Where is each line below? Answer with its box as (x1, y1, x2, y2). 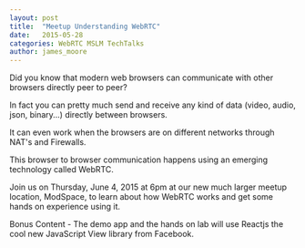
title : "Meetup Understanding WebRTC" (9, 22, 161, 31)
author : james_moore (9, 47, 88, 57)
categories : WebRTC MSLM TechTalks (9, 38, 145, 48)
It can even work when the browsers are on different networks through (9, 127, 275, 138)
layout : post (9, 13, 59, 23)
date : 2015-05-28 (9, 30, 84, 39)
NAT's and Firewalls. (9, 137, 86, 148)
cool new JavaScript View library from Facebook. (9, 229, 194, 240)
